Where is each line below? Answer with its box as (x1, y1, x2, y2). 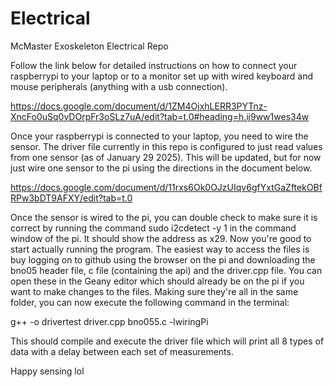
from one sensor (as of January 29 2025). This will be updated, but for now (10, 151, 322, 163)
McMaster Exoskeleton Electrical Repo (10, 40, 169, 52)
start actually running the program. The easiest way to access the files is (10, 243, 310, 255)
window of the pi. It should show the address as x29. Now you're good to (10, 232, 312, 244)
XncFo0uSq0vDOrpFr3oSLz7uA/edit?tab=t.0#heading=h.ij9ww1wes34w (10, 110, 310, 122)
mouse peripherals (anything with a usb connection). (10, 80, 228, 92)
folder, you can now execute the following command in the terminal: (10, 296, 290, 308)
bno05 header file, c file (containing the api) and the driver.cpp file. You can (10, 264, 323, 276)
